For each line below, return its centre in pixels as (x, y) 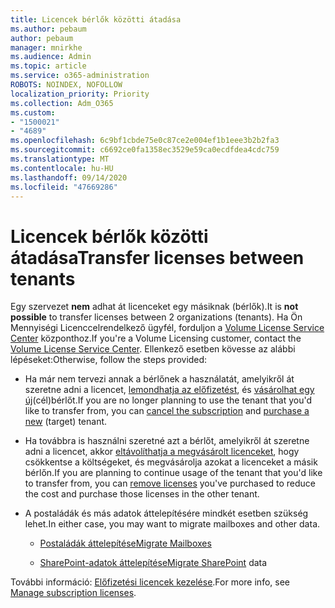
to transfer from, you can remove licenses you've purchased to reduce (170, 483)
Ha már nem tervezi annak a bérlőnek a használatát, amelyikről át (159, 379)
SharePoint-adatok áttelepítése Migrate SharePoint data (153, 563)
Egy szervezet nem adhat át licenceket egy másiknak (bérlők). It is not (154, 307)
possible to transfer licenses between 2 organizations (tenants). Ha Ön (156, 317)
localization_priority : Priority (80, 94)
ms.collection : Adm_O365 (62, 103)
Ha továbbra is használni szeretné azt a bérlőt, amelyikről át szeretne (167, 441)
